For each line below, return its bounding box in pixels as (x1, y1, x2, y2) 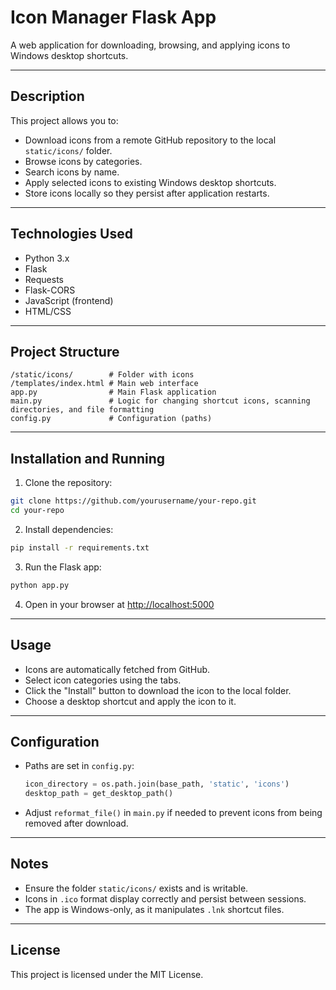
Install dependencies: (24, 523, 114, 535)
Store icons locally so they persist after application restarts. (24, 187, 270, 199)
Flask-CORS (24, 284, 76, 296)
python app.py (10, 580, 70, 590)
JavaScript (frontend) (24, 294, 114, 306)
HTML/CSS (24, 305, 72, 317)
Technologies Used (10, 226, 133, 243)
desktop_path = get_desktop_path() (24, 789, 174, 799)
